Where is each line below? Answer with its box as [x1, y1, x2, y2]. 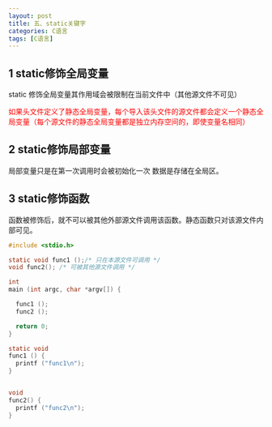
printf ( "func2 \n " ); [15, 404, 85, 412]
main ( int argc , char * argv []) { [8, 285, 121, 294]
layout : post [8, 11, 53, 20]
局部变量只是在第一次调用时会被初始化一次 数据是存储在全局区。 [8, 165, 223, 175]
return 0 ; [15, 322, 49, 331]
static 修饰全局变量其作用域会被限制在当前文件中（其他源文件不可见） [8, 90, 241, 100]
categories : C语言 [8, 27, 68, 35]
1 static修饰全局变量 [8, 66, 109, 80]
